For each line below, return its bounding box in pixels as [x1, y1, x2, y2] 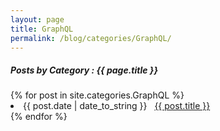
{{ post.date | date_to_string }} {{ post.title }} [23, 100, 211, 112]
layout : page [10, 14, 65, 25]
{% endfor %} [10, 111, 68, 123]
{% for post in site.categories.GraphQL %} [10, 89, 185, 101]
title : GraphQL [10, 24, 74, 34]
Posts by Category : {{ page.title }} [10, 64, 158, 76]
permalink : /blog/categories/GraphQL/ [10, 33, 172, 43]
